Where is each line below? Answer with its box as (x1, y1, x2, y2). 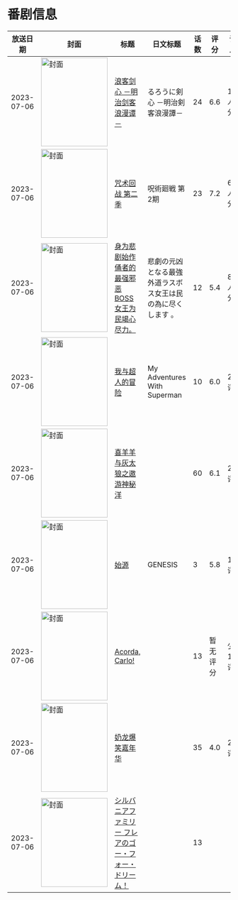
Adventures (147, 372, 186, 382)
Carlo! (114, 655, 135, 665)
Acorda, (114, 646, 141, 656)
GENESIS (147, 559, 178, 569)
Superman (147, 390, 183, 400)
